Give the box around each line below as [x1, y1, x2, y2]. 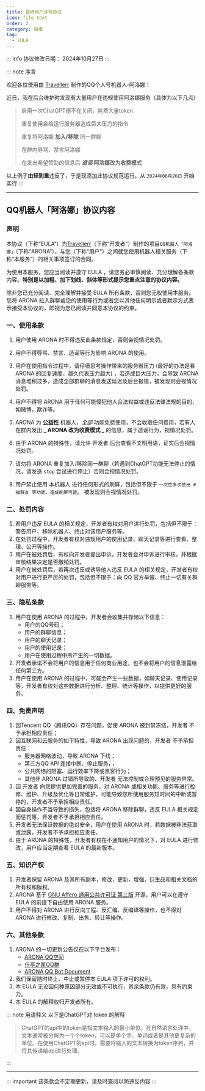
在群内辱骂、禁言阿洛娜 [21, 146, 81, 153]
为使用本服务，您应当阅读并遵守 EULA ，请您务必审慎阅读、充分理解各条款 [6, 268, 195, 275]
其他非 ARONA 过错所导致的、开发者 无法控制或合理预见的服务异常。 [24, 775, 198, 782]
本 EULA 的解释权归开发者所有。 [15, 998, 97, 1005]
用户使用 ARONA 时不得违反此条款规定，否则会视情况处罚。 [15, 336, 166, 343]
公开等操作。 [26, 543, 59, 551]
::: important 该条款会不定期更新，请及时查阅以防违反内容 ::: [6, 1078, 157, 1085]
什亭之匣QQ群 [24, 961, 60, 969]
